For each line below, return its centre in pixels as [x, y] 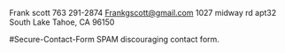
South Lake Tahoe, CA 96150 [62, 22]
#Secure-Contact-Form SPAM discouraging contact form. [114, 39]
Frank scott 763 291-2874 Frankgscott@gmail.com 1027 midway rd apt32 [143, 13]
